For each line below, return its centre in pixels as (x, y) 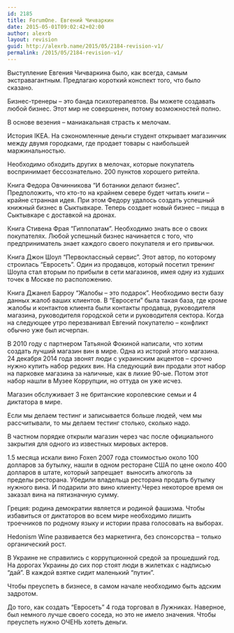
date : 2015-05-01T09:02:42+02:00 (56, 27)
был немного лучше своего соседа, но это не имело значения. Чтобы (112, 614)
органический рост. (37, 544)
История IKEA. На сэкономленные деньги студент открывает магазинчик (117, 135)
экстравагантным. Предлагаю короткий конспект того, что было (104, 80)
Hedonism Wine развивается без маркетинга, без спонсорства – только (114, 536)
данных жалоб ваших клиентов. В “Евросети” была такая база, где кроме (117, 300)
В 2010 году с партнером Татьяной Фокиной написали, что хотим (105, 343)
